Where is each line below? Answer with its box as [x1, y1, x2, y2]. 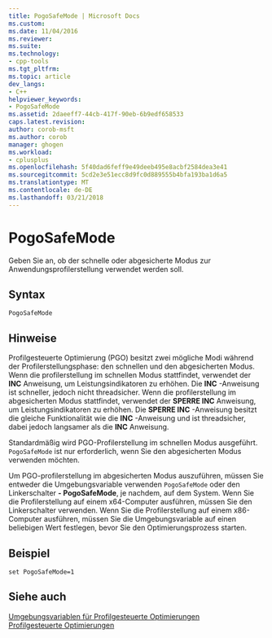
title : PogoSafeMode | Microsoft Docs [8, 11, 140, 20]
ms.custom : [8, 20, 46, 28]
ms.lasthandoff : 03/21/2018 [8, 193, 104, 202]
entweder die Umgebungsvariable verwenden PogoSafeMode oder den [8, 479, 240, 489]
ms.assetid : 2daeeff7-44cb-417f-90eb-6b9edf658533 [8, 111, 184, 119]
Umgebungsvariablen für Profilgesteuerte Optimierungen [8, 611, 200, 621]
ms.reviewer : [8, 34, 53, 43]
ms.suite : [8, 42, 42, 50]
